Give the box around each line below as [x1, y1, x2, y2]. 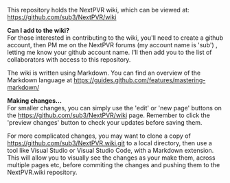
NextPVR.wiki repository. [7, 168, 78, 176]
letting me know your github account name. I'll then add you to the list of [7, 48, 212, 56]
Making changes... [7, 97, 62, 105]
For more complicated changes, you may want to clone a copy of [7, 132, 191, 140]
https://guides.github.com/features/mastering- [73, 76, 206, 84]
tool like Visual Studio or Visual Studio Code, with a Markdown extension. [7, 147, 214, 154]
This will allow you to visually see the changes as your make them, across [7, 154, 216, 162]
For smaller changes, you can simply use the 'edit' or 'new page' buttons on [7, 104, 222, 112]
